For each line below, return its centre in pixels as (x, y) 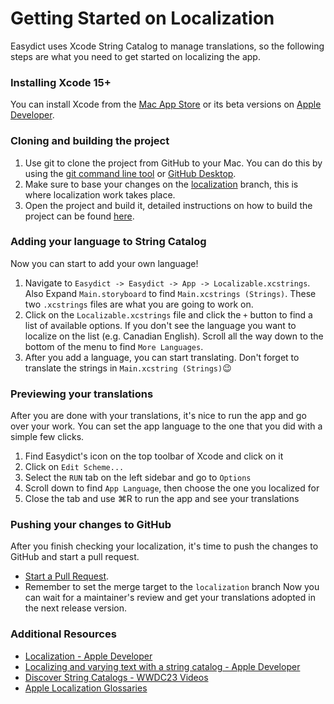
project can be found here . (79, 216)
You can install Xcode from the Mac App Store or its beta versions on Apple (166, 104)
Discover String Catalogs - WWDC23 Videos (116, 677)
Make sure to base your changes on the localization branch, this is (161, 184)
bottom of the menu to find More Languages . (114, 346)
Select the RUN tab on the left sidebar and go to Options (138, 478)
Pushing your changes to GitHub (91, 525)
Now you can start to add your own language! (104, 263)
